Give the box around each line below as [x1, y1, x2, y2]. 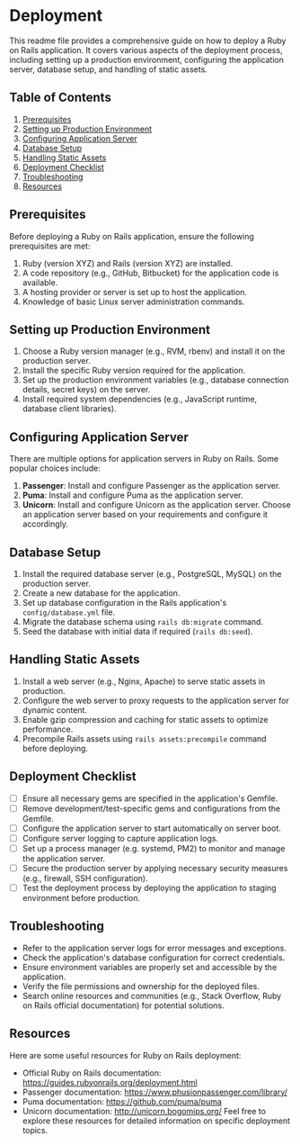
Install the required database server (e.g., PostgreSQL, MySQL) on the [22, 569, 282, 579]
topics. [22, 1124, 49, 1135]
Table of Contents [9, 90, 112, 105]
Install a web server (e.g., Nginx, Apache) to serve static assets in [22, 676, 266, 687]
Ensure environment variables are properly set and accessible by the [22, 961, 278, 972]
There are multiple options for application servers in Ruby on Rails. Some [9, 454, 279, 464]
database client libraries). [22, 403, 117, 414]
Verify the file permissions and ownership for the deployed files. [22, 980, 260, 991]
